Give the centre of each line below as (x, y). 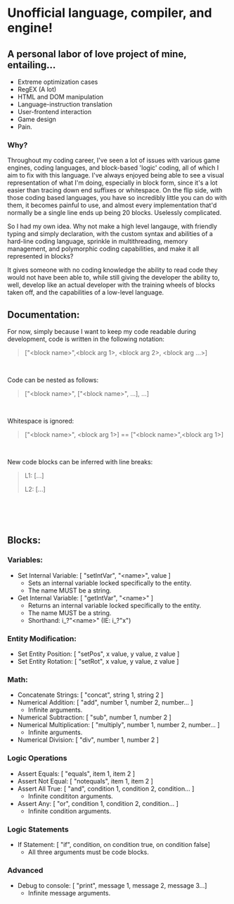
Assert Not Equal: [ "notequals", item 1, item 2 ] (85, 781)
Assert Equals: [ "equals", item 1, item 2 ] (76, 774)
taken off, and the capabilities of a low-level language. (86, 292)
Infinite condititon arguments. (71, 796)
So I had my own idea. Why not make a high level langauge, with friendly (112, 226)
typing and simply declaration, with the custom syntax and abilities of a (110, 234)
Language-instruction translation (65, 104)
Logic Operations (37, 758)
